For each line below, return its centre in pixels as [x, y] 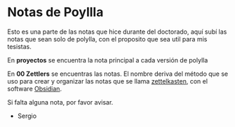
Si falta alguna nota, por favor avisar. [60, 102]
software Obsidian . [34, 88]
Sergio [27, 116]
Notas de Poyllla [55, 12]
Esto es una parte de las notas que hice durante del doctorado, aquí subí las [117, 32]
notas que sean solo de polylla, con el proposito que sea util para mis [107, 39]
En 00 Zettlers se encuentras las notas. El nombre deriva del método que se [118, 74]
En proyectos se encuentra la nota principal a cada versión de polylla [108, 60]
